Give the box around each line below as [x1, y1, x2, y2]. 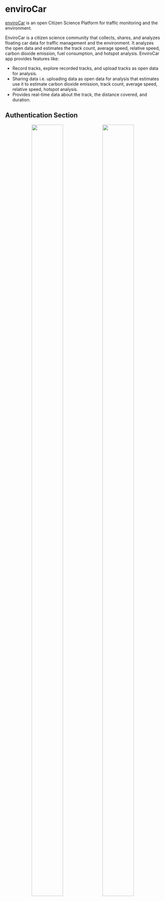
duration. [12, 96, 31, 102]
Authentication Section [5, 111, 78, 120]
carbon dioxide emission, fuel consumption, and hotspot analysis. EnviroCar [5, 50, 160, 56]
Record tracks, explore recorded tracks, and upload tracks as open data [12, 65, 159, 71]
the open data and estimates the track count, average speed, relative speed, [5, 45, 160, 51]
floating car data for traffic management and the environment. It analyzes [5, 40, 154, 45]
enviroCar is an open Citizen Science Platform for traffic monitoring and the [5, 20, 158, 26]
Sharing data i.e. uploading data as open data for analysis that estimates [12, 76, 159, 82]
